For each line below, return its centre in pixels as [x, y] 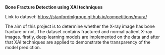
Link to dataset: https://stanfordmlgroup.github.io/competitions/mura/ [76, 17]
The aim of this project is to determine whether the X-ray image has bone [80, 26]
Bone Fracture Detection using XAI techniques [54, 7]
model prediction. [23, 47]
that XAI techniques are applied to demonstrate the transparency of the [78, 42]
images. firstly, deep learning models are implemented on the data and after [82, 37]
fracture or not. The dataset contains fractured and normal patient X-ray [79, 31]
